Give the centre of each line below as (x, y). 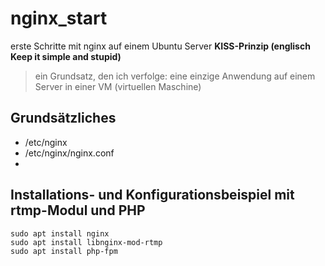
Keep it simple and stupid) (66, 56)
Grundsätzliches (63, 118)
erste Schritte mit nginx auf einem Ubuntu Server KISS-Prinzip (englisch (160, 46)
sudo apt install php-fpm (64, 251)
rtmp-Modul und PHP (78, 210)
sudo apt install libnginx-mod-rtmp (86, 242)
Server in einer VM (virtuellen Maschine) (118, 86)
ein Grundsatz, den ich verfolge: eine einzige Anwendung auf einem (175, 76)
